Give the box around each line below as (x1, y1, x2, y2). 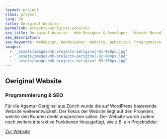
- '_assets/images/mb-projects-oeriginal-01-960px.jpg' (9, 49, 128, 54)
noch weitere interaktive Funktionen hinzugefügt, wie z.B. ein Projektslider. (5, 119, 158, 125)
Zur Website (5, 128, 30, 135)
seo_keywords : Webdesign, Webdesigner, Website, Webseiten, (5, 40, 133, 45)
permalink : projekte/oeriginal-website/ (5, 26, 90, 31)
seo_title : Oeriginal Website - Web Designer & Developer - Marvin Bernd (5, 30, 162, 35)
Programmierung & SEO (5, 92, 64, 99)
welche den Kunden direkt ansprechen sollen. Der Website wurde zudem (5, 113, 155, 120)
